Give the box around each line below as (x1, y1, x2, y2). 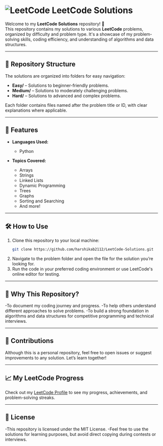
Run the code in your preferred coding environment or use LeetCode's (12, 266, 153, 272)
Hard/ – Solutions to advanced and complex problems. (12, 93, 121, 99)
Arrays (19, 167, 33, 173)
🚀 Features (5, 126, 38, 134)
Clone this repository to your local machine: (12, 238, 99, 244)
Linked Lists (19, 177, 44, 183)
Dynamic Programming (19, 182, 65, 188)
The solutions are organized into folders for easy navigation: (5, 73, 125, 79)
